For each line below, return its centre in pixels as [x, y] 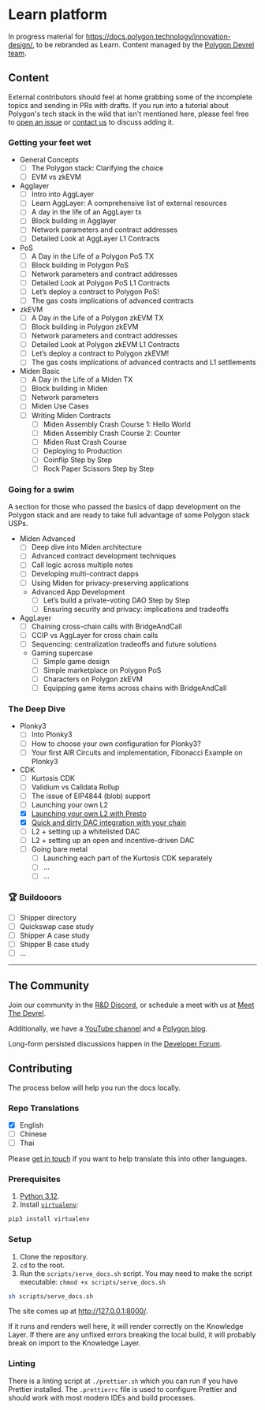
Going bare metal [60, 849]
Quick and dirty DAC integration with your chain [109, 822]
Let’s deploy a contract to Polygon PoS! [95, 291]
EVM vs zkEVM [56, 177]
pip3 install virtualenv [49, 1219]
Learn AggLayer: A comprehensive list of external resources [129, 203]
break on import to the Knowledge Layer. [75, 1343]
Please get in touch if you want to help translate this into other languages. [128, 1159]
